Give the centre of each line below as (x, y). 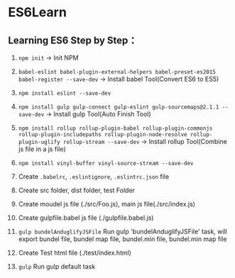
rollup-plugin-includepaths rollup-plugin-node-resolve (103, 135)
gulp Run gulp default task (57, 266)
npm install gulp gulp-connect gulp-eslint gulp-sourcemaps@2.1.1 (119, 107)
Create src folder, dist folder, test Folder (77, 190)
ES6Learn (37, 12)
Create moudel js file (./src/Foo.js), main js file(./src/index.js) (107, 204)
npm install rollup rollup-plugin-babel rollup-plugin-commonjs (115, 128)
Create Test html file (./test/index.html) (75, 253)
